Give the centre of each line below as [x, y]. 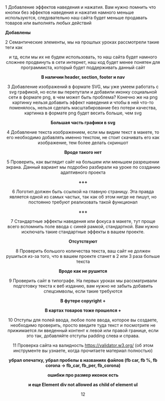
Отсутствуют [83, 241]
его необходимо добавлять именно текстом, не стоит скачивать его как [83, 137]
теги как [14, 47]
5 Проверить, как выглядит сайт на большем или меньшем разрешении [83, 162]
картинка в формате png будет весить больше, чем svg [83, 113]
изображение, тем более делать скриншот [83, 143]
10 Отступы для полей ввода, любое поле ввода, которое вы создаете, [83, 320]
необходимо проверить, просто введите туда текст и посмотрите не [83, 325]
